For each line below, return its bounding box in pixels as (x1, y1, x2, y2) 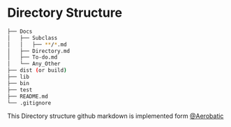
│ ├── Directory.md (7, 47, 70, 54)
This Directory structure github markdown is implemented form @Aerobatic (7, 112, 224, 120)
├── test (7, 86, 33, 94)
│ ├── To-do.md (7, 54, 58, 61)
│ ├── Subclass (7, 34, 58, 41)
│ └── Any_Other (7, 61, 61, 68)
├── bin (7, 80, 30, 87)
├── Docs (7, 28, 33, 35)
